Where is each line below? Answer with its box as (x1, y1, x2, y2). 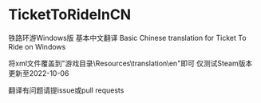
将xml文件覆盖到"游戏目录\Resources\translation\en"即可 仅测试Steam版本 (8, 58, 253, 68)
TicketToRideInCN (8, 6, 132, 24)
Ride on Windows (8, 42, 66, 51)
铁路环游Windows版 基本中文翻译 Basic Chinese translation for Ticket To (8, 33, 247, 42)
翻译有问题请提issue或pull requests (8, 85, 125, 95)
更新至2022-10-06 (8, 68, 69, 77)
